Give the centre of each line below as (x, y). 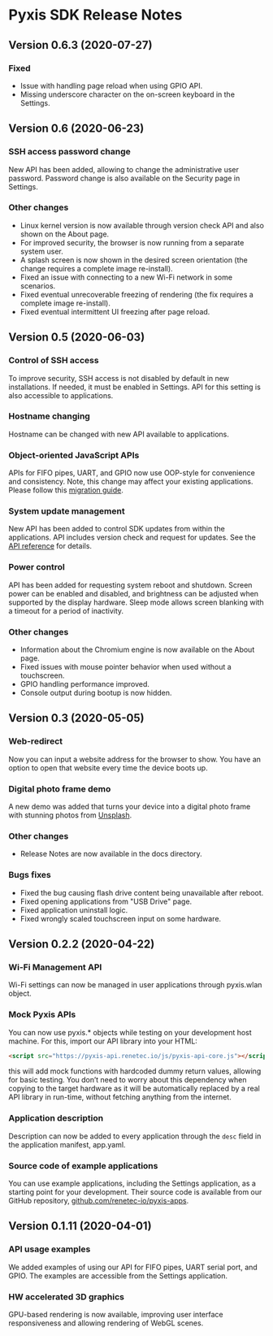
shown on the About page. (65, 234)
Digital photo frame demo (60, 788)
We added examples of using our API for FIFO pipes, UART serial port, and (133, 1267)
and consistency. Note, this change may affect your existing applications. (131, 482)
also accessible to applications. (61, 395)
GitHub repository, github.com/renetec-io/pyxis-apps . (99, 1201)
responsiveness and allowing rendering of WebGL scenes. (106, 1323)
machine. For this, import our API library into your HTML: (103, 1041)
